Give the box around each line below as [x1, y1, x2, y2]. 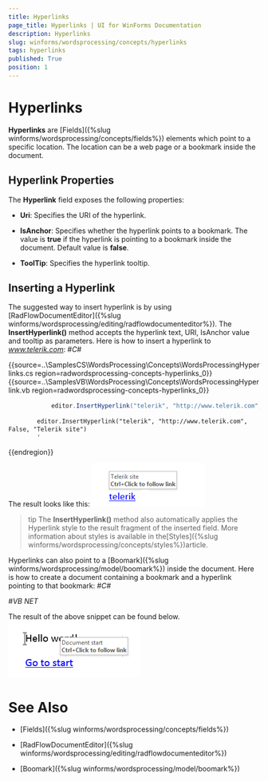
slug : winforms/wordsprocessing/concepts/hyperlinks [8, 38, 187, 46]
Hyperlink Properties [8, 174, 114, 187]
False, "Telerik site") [8, 425, 88, 434]
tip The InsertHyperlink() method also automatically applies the [27, 515, 238, 524]
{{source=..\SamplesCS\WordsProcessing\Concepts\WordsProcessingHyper [8, 360, 260, 370]
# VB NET [8, 597, 38, 606]
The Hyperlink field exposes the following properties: [8, 195, 185, 204]
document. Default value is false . [19, 243, 129, 252]
